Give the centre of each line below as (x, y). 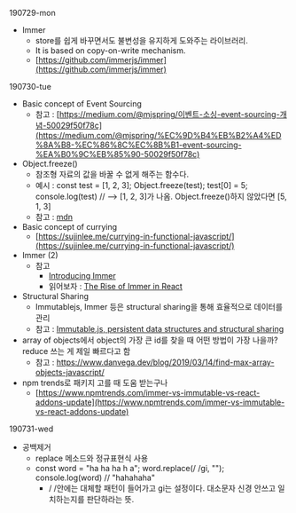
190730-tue (30, 87)
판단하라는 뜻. (110, 499)
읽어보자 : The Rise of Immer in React (116, 286)
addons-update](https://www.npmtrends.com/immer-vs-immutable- (160, 402)
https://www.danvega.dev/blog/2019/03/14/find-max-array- (165, 362)
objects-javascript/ (70, 372)
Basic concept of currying (70, 227)
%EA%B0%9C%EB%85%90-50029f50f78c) (117, 154)
